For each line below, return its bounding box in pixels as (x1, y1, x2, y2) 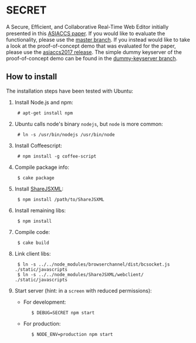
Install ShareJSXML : (14, 185, 63, 192)
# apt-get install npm (17, 110, 73, 116)
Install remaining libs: (14, 206, 66, 214)
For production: (23, 320, 61, 327)
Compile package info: (14, 164, 69, 171)
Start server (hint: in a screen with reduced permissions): (14, 287, 152, 294)
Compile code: (14, 228, 50, 235)
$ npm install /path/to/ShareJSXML (17, 196, 104, 202)
